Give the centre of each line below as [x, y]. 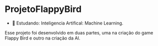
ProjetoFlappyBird [43, 9]
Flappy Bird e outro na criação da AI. [43, 38]
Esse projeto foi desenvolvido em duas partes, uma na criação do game [79, 32]
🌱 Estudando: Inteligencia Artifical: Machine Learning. [68, 23]
